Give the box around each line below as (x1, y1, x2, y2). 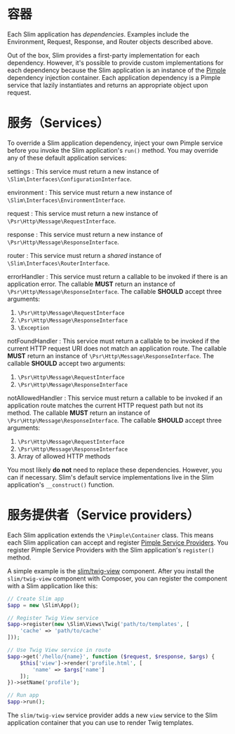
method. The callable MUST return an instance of (7, 408, 151, 417)
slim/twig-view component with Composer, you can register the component (7, 574, 228, 583)
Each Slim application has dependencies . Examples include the (7, 29, 189, 39)
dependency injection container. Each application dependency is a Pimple (7, 73, 221, 81)
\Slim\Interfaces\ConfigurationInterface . (7, 175, 132, 183)
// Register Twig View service (7, 614, 99, 621)
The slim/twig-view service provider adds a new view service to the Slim (7, 711, 218, 719)
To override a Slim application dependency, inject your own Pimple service (7, 138, 223, 147)
